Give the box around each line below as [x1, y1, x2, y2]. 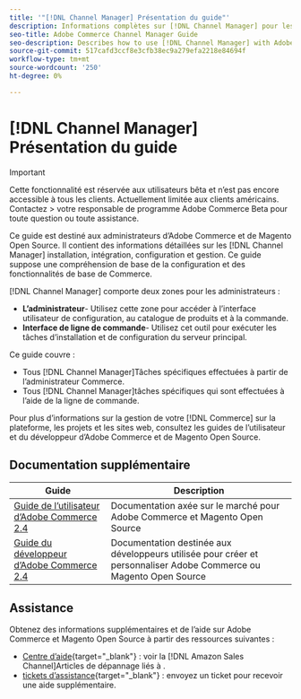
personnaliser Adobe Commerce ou [110, 558, 262, 571]
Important [9, 167, 46, 178]
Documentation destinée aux [110, 536, 232, 548]
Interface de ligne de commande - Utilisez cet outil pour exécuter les [21, 322, 278, 333]
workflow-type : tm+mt [9, 55, 90, 64]
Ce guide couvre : [9, 349, 75, 360]
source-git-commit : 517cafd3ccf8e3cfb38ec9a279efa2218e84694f [9, 47, 246, 56]
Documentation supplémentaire [9, 458, 191, 473]
